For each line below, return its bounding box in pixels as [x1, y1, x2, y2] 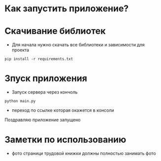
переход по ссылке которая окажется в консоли [11, 107, 114, 113]
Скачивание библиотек [4, 26, 106, 37]
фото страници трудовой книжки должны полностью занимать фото [11, 151, 156, 156]
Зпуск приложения [4, 73, 87, 84]
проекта [11, 47, 30, 53]
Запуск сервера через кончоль [11, 89, 78, 95]
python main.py [4, 99, 36, 104]
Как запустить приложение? [4, 3, 129, 14]
